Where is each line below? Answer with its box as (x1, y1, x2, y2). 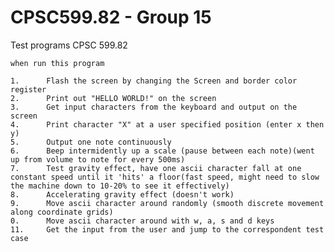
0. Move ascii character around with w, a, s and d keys (10, 216, 275, 226)
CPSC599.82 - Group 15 (10, 6, 212, 29)
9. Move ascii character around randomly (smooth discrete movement (10, 198, 325, 208)
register (10, 84, 47, 95)
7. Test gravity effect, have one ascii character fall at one (10, 163, 302, 173)
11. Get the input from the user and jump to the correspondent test (10, 224, 325, 235)
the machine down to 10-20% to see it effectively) (10, 181, 230, 191)
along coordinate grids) (10, 207, 114, 217)
